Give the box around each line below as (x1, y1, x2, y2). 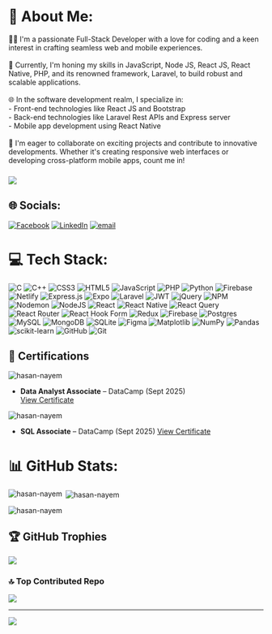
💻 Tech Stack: (8, 250, 108, 269)
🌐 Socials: (8, 199, 62, 213)
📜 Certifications (8, 349, 90, 363)
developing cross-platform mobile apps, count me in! (8, 155, 185, 165)
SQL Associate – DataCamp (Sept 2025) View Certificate (19, 426, 211, 437)
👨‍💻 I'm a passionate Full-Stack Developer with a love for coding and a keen (8, 34, 259, 44)
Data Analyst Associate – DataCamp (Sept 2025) (19, 386, 186, 396)
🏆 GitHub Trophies (8, 530, 108, 544)
